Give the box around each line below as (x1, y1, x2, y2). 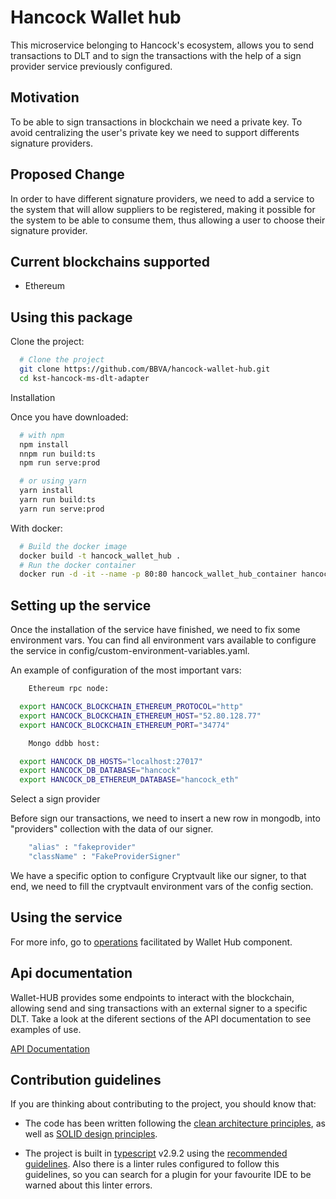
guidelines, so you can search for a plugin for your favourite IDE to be (24, 1169, 312, 1181)
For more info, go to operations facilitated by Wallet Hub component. (10, 936, 293, 948)
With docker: (10, 522, 63, 534)
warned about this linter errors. (24, 1179, 153, 1191)
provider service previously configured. (10, 60, 173, 72)
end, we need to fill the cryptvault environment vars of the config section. (10, 880, 314, 892)
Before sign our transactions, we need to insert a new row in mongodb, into (10, 812, 321, 825)
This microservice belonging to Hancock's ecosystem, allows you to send (10, 39, 314, 51)
